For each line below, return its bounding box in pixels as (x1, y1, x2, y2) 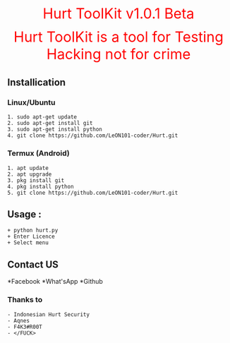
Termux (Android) (7, 148, 71, 158)
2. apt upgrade (7, 171, 52, 178)
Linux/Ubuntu (7, 97, 56, 107)
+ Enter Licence (7, 233, 55, 241)
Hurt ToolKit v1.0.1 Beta (42, 5, 195, 23)
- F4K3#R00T (7, 323, 42, 330)
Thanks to (7, 295, 43, 305)
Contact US (7, 258, 59, 270)
